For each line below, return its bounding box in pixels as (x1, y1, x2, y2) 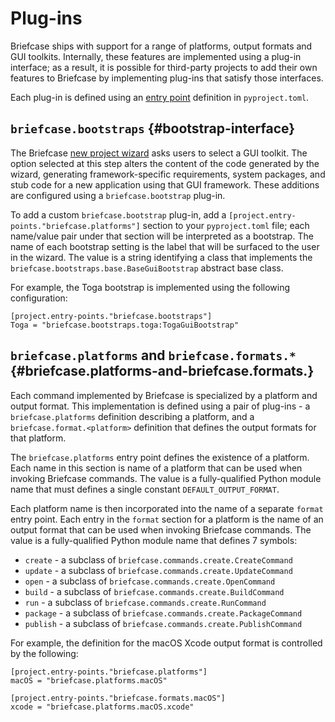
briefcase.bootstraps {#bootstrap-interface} (10, 120, 296, 137)
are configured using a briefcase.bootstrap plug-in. (10, 189, 226, 201)
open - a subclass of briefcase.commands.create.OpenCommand (24, 575, 276, 587)
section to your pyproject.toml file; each (142, 219, 310, 231)
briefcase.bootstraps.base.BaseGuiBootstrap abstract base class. (10, 262, 284, 274)
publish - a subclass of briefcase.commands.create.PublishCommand (24, 617, 303, 629)
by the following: (10, 647, 79, 659)
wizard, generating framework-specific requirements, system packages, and (10, 168, 326, 180)
